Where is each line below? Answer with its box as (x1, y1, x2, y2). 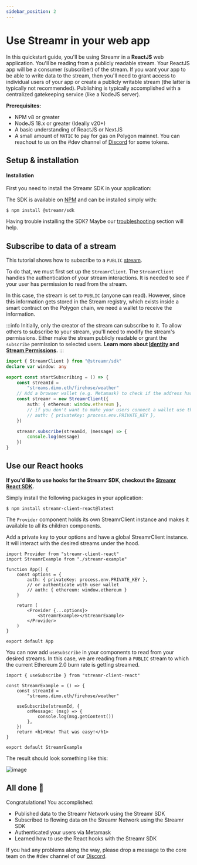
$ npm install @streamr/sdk (6, 208, 75, 214)
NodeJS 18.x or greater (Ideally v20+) (14, 120, 106, 127)
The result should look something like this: (6, 755, 108, 762)
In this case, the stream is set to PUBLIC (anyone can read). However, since (6, 292, 186, 299)
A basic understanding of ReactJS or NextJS (14, 126, 123, 133)
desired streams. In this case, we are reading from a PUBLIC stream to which (6, 655, 189, 662)
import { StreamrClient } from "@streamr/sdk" (6, 358, 122, 364)
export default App (6, 638, 54, 644)
